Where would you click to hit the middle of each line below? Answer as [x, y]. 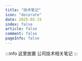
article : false [21, 29]
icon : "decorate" [24, 15]
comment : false [21, 34]
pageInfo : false [22, 39]
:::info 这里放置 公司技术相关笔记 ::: [42, 53]
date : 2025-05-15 [24, 19]
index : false [19, 24]
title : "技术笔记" [23, 10]
